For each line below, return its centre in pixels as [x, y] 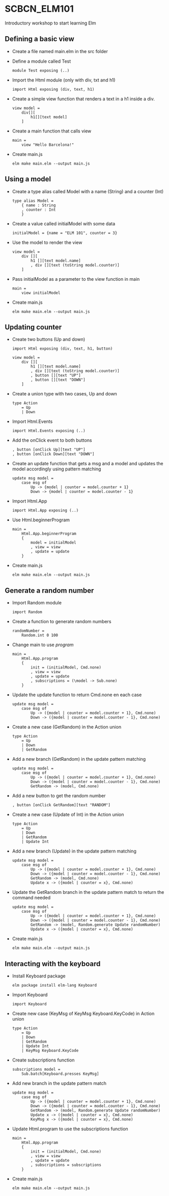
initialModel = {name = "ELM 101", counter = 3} [65, 233]
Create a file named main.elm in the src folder [60, 51]
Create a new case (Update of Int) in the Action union [68, 815]
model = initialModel [54, 543]
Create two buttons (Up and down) [49, 339]
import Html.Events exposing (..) [49, 431]
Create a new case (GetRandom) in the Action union [67, 727]
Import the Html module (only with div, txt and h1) [64, 80]
